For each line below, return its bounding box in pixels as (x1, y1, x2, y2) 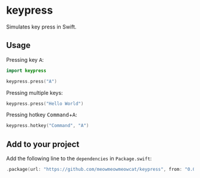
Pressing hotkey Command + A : (6, 111, 77, 119)
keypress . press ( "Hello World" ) (6, 100, 84, 107)
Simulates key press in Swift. (6, 23, 77, 30)
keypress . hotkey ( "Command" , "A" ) (6, 123, 89, 129)
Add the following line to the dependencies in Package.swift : (6, 155, 152, 162)
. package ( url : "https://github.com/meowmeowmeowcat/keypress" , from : (6, 167, 183, 173)
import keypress (6, 68, 46, 74)
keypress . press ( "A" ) (6, 78, 58, 84)
